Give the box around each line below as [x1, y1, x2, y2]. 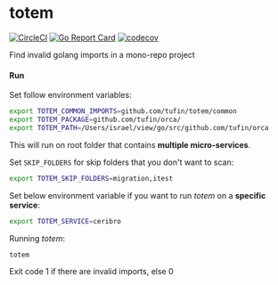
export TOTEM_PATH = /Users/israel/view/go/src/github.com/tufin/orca [9, 123, 269, 132]
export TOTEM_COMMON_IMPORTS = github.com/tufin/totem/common [9, 107, 238, 116]
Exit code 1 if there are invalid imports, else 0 [9, 266, 174, 277]
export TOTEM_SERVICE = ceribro [9, 216, 122, 225]
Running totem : [9, 232, 65, 243]
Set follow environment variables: [9, 90, 132, 101]
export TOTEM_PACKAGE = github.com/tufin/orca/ [9, 115, 181, 125]
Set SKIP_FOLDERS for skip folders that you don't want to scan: [9, 157, 234, 167]
